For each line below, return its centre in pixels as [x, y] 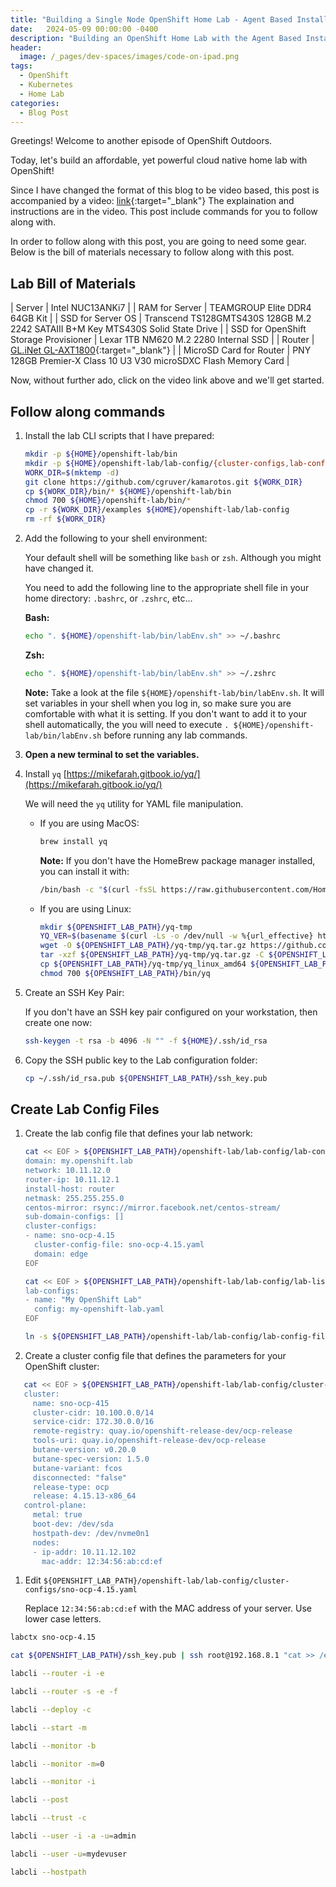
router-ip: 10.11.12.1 [72, 1179]
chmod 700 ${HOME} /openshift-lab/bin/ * [108, 501]
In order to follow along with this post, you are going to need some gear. [158, 242]
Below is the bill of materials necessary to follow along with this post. [152, 252]
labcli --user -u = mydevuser [69, 1854]
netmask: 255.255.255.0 [74, 1198]
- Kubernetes [46, 85]
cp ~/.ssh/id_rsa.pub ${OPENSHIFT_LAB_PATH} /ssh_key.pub [146, 1078]
